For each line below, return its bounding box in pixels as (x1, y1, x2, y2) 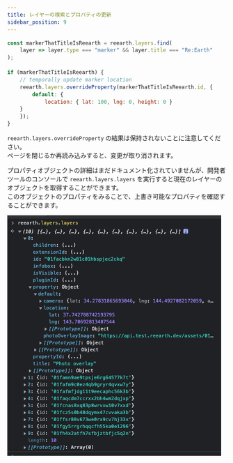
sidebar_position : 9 (7, 18, 67, 26)
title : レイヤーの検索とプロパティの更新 (7, 11, 112, 18)
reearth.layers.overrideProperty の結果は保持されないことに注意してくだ (7, 134, 221, 142)
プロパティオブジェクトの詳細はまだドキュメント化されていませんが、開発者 (7, 166, 226, 174)
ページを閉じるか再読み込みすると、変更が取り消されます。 (7, 151, 177, 160)
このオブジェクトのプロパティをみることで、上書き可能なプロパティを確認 (7, 192, 220, 200)
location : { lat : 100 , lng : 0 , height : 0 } (44, 98, 172, 105)
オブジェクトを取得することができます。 (7, 183, 123, 192)
